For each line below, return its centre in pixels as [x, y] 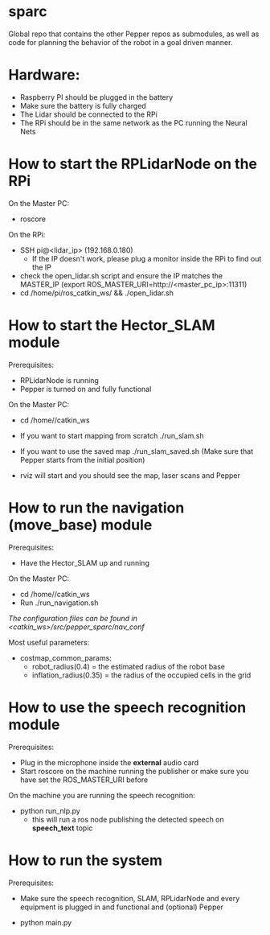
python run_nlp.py [50, 810]
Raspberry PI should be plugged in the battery [96, 97]
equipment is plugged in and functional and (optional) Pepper [121, 907]
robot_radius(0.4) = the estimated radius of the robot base [129, 666]
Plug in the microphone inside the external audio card [109, 762]
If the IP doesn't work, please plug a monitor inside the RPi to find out [147, 258]
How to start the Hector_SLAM [112, 325]
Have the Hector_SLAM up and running [85, 562]
